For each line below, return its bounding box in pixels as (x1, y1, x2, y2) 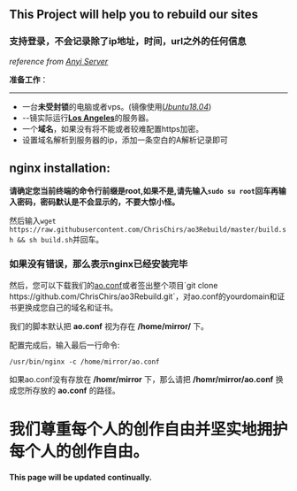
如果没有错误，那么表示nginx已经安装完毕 (9, 258, 188, 271)
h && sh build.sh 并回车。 (9, 234, 104, 244)
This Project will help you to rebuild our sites (9, 7, 259, 22)
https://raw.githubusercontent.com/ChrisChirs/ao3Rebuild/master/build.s (9, 225, 287, 234)
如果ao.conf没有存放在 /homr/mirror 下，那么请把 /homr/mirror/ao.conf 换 (9, 373, 284, 384)
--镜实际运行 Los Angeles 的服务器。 (21, 112, 154, 123)
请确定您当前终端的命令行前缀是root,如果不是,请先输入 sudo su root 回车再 (9, 185, 278, 196)
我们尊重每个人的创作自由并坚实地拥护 (9, 419, 289, 439)
